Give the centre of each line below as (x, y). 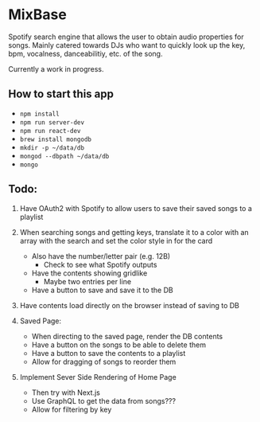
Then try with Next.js (66, 393)
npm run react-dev (50, 131)
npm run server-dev (52, 122)
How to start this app (61, 94)
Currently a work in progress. (56, 68)
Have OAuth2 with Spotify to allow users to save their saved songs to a (136, 208)
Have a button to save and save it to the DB (102, 290)
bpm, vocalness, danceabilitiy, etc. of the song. (85, 53)
